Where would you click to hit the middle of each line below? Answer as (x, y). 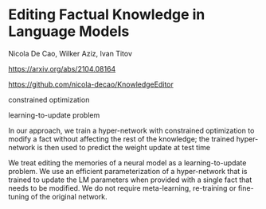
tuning (19, 196)
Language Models (69, 31)
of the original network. (69, 196)
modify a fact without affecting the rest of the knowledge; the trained (121, 139)
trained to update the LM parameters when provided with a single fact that (130, 180)
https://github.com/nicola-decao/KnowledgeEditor (91, 84)
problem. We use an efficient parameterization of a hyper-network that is (128, 171)
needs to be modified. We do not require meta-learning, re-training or (122, 188)
